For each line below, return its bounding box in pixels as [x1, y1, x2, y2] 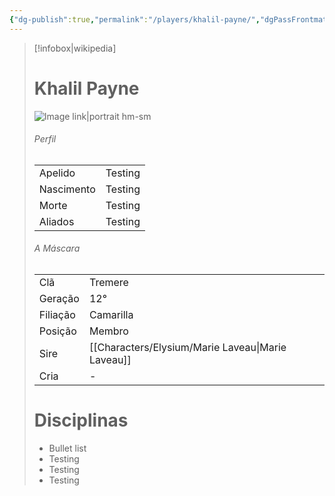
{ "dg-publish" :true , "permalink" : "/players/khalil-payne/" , [9, 14, 261, 25]
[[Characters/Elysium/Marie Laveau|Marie [88, 340, 287, 354]
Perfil [33, 133, 57, 145]
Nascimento [38, 182, 96, 196]
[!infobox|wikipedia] [33, 42, 117, 54]
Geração [38, 291, 80, 305]
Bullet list [48, 442, 87, 454]
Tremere [88, 275, 129, 289]
